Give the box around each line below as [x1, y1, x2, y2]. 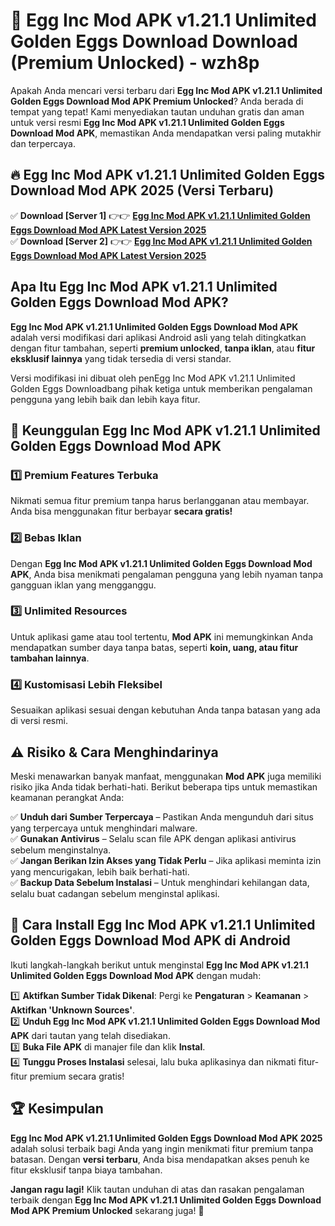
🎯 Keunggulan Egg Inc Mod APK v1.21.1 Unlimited [10, 422, 321, 439]
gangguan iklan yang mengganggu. [10, 579, 157, 591]
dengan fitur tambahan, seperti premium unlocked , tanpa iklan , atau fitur [10, 342, 316, 354]
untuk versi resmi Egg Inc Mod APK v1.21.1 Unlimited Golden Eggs [10, 116, 285, 128]
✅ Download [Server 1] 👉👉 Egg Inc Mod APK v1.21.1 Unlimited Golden [10, 209, 311, 221]
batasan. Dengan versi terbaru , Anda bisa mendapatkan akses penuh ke [10, 1153, 310, 1165]
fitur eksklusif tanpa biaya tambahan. [10, 1164, 163, 1176]
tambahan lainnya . [10, 652, 90, 664]
